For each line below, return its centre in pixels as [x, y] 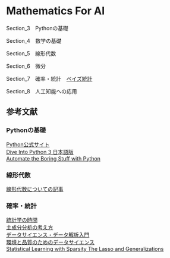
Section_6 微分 [26, 66]
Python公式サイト [28, 144]
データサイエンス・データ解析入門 [48, 235]
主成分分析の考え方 [30, 228]
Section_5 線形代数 [31, 53]
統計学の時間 [22, 220]
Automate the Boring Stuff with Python [53, 158]
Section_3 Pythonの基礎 [37, 28]
